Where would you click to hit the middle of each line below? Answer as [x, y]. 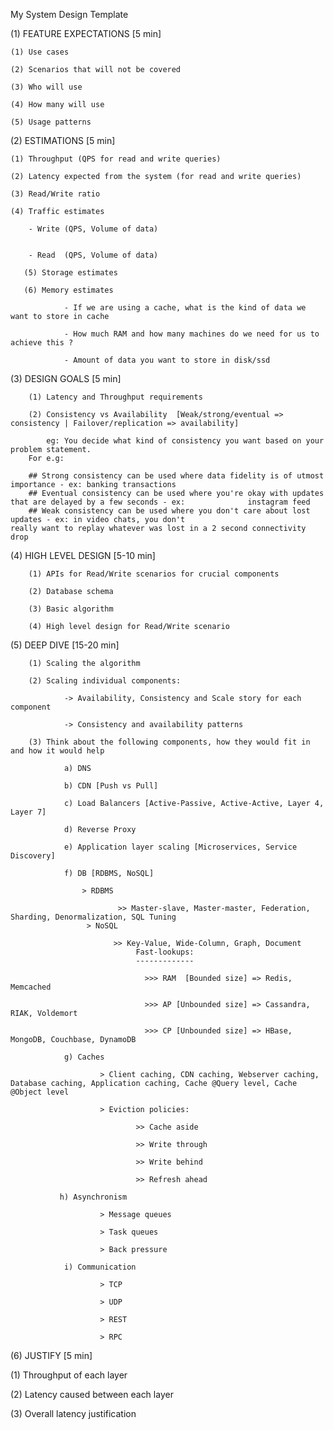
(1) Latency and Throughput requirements [115, 397]
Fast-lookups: [165, 952]
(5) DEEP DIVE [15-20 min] [65, 645]
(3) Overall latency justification [73, 1413]
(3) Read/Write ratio [55, 194]
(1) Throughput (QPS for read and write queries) [116, 159]
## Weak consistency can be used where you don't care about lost [169, 511]
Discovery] [33, 856]
